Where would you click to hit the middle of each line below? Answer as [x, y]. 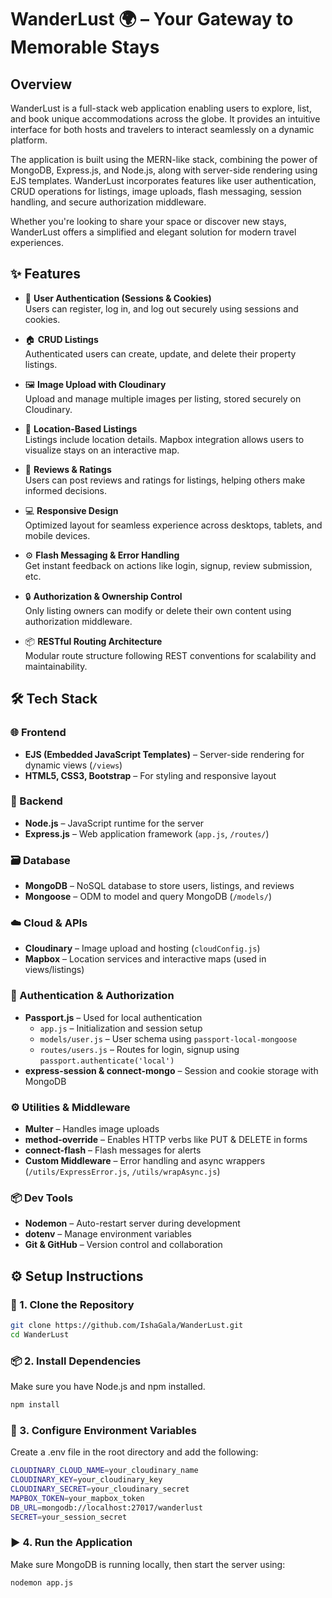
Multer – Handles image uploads [92, 1128]
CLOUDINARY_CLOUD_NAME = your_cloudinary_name [104, 1471]
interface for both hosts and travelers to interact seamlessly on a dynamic [162, 129]
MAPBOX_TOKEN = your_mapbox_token [77, 1498]
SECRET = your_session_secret [69, 1517]
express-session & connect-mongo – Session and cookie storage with [171, 1070]
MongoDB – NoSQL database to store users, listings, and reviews [159, 886]
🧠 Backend [36, 801]
